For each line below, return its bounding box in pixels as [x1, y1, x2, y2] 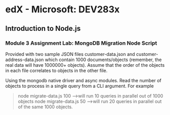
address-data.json [5, 56, 44, 63]
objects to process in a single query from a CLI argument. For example [5, 83, 154, 89]
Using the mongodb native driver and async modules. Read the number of [5, 77, 162, 83]
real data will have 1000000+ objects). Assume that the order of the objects [5, 62, 165, 68]
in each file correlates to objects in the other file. [5, 67, 108, 73]
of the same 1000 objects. [17, 104, 73, 110]
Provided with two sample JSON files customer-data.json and [5, 51, 135, 57]
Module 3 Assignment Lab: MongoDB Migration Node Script [5, 40, 157, 47]
